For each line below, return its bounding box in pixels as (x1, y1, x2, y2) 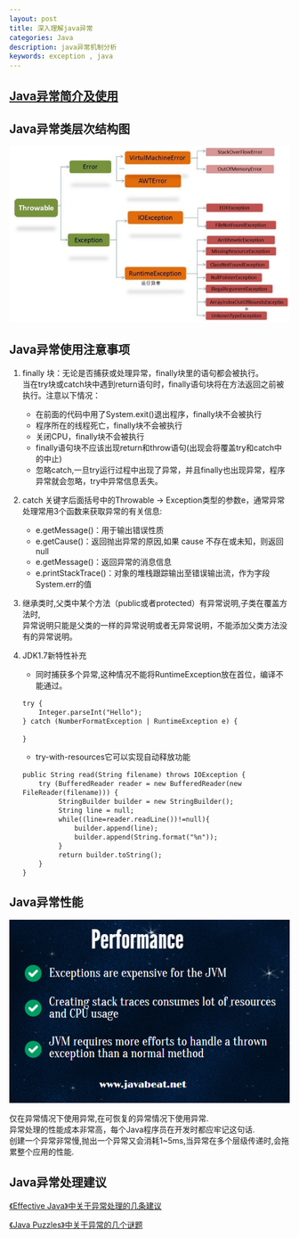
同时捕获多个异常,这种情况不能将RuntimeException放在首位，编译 (35, 668, 276, 679)
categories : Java (9, 33, 74, 42)
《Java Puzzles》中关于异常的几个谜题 (9, 1219, 143, 1230)
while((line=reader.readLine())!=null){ (58, 815, 211, 824)
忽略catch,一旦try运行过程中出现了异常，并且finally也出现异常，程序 (35, 464, 286, 475)
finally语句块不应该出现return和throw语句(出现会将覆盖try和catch (35, 442, 275, 453)
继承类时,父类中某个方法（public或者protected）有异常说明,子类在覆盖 (21, 597, 280, 608)
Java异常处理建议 (9, 1175, 107, 1190)
